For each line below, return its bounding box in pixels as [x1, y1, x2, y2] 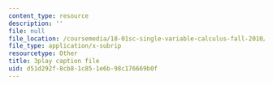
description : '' [8, 19, 63, 28]
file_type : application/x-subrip [8, 42, 122, 50]
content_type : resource [8, 11, 89, 20]
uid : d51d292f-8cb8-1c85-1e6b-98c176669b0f [8, 65, 158, 73]
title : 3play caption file [8, 57, 100, 66]
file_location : [8, 34, 60, 43]
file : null [8, 27, 45, 35]
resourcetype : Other [8, 49, 79, 57]
